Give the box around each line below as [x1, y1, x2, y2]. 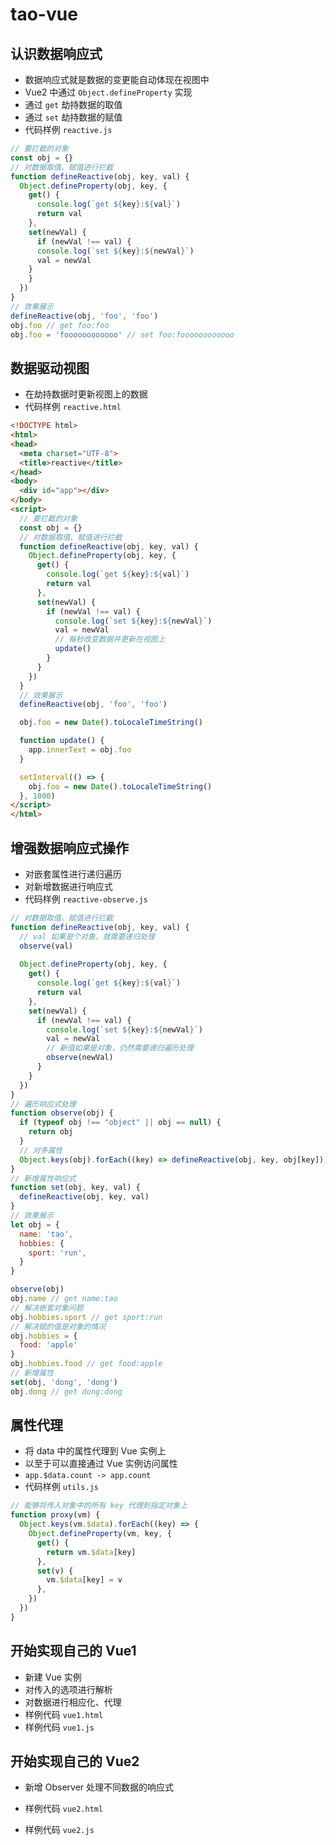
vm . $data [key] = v [46, 1575, 123, 1585]
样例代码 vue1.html [24, 1708, 104, 1720]
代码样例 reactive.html [24, 401, 122, 413]
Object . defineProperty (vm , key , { [28, 1529, 172, 1539]
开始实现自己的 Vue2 [10, 1753, 140, 1770]
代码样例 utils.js [24, 1481, 100, 1493]
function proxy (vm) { [10, 1510, 101, 1520]
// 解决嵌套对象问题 [10, 1303, 84, 1313]
